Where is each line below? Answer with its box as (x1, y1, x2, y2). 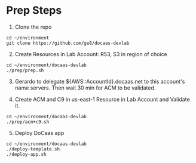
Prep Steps (6, 4, 62, 17)
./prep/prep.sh (6, 67, 44, 73)
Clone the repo (14, 23, 52, 30)
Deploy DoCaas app (14, 129, 65, 136)
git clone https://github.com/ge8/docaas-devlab (6, 40, 130, 46)
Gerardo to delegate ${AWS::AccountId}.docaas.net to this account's (14, 78, 185, 85)
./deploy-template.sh (6, 146, 60, 152)
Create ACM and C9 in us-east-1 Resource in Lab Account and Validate (14, 96, 190, 103)
